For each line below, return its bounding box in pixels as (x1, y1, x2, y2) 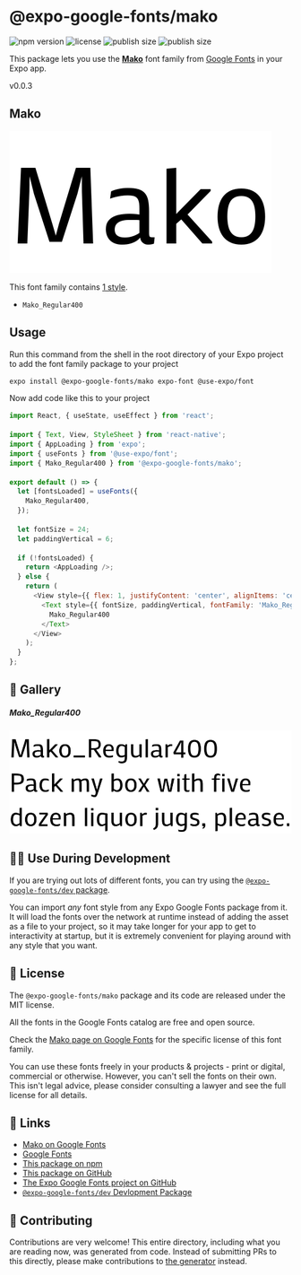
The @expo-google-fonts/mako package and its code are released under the (9, 990, 287, 1000)
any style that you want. (9, 939, 99, 950)
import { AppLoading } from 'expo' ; (9, 440, 146, 450)
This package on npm (21, 1158, 103, 1169)
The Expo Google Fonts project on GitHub (21, 1177, 176, 1188)
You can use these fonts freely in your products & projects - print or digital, (9, 1061, 286, 1071)
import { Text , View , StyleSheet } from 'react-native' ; (9, 431, 227, 440)
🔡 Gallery (9, 682, 62, 697)
